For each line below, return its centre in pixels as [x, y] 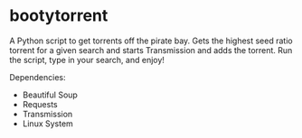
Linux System [48, 124]
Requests [40, 104]
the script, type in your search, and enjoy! [87, 60]
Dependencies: [38, 77]
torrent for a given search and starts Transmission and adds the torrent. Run [151, 50]
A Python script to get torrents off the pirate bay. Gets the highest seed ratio [151, 41]
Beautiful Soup [50, 95]
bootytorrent [59, 16]
